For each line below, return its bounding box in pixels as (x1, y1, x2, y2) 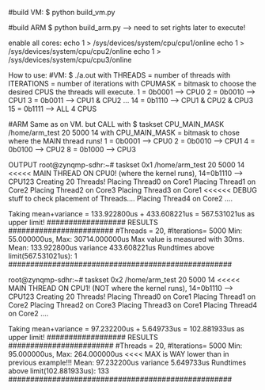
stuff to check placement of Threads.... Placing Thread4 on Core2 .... (8, 194, 233, 203)
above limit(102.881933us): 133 (8, 366, 109, 376)
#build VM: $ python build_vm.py (8, 8, 115, 17)
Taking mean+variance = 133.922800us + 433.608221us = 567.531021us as (8, 209, 256, 218)
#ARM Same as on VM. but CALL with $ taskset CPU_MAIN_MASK (8, 120, 225, 128)
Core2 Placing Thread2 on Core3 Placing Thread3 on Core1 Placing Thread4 (8, 300, 258, 309)
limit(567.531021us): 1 (8, 251, 78, 261)
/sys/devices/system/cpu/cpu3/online (8, 55, 132, 64)
